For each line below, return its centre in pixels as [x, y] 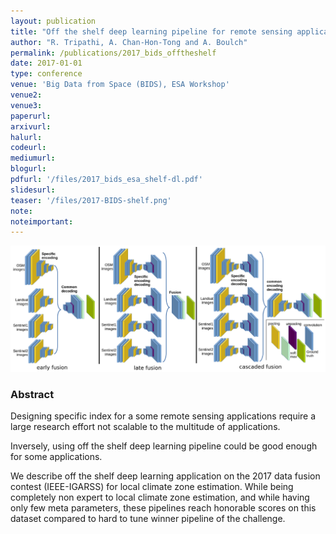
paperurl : [31, 116]
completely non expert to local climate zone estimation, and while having [160, 497]
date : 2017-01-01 [46, 63]
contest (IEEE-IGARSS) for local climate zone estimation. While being [152, 487]
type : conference [46, 74]
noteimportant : [42, 221]
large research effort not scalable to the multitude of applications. [145, 427]
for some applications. [56, 457]
